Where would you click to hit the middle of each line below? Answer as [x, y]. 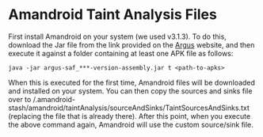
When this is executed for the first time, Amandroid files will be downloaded [132, 82]
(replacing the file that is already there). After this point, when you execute [130, 116]
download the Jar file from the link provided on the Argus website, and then [131, 44]
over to [20, 99]
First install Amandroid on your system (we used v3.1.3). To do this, [118, 36]
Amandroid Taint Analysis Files [113, 15]
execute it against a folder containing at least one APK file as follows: [121, 53]
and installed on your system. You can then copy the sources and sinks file [130, 91]
